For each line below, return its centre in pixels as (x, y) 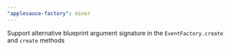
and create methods (36, 40)
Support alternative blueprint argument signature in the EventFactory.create (115, 33)
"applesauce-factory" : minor (49, 13)
